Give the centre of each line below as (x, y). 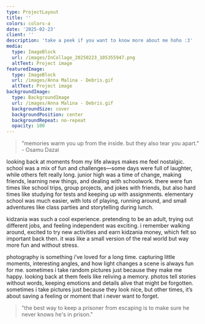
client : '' (20, 35)
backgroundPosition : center (48, 115)
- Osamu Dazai (40, 150)
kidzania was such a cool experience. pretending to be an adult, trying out (100, 219)
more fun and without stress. (43, 245)
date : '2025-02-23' (31, 29)
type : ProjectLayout (33, 12)
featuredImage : (26, 69)
